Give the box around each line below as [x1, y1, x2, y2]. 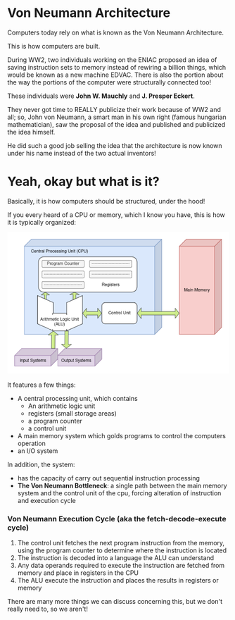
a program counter [27, 417, 83, 426]
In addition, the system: [7, 460, 75, 469]
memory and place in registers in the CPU [17, 569, 139, 577]
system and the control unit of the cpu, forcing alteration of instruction [17, 489, 222, 497]
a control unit [27, 424, 67, 433]
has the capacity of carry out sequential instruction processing [17, 474, 201, 483]
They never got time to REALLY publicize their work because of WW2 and [7, 105, 222, 113]
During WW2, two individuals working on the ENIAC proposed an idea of [7, 55, 217, 64]
